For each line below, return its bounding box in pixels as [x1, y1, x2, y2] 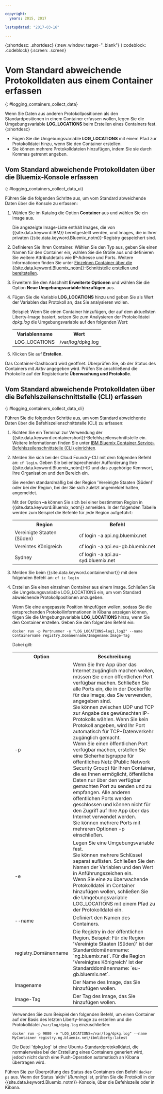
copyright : [5, 11, 27, 16]
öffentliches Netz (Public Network [72, 758, 150, 765]
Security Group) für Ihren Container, [72, 764, 155, 771]
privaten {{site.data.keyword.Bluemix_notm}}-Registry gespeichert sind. [12, 235, 156, 241]
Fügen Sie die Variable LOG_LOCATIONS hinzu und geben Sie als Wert [12, 294, 154, 300]
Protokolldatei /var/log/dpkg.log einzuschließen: [12, 1021, 111, 1027]
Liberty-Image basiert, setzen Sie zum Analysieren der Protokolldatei [12, 314, 150, 320]
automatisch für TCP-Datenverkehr [72, 728, 154, 735]
